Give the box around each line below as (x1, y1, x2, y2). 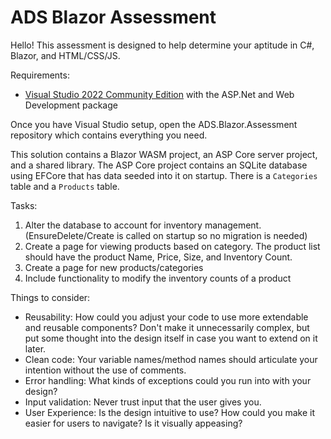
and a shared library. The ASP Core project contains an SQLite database (10, 159, 308, 171)
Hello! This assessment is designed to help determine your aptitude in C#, (10, 39, 315, 51)
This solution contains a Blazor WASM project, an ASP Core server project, (10, 148, 318, 160)
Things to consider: (10, 291, 91, 303)
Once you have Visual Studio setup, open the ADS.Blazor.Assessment (10, 118, 298, 130)
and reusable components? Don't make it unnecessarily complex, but (24, 321, 310, 333)
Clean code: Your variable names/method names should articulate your (24, 353, 318, 365)
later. (24, 342, 47, 355)
